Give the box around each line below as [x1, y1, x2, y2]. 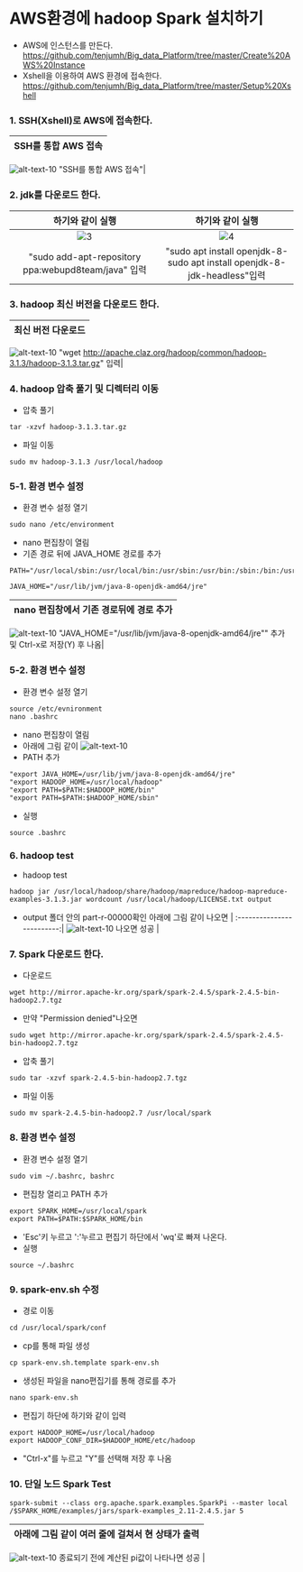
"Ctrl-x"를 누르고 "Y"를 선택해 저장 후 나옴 [22, 1453, 172, 1464]
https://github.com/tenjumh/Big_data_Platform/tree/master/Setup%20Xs [22, 80, 291, 91]
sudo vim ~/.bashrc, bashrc [9, 1172, 115, 1181]
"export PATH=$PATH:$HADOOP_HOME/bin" [9, 786, 155, 795]
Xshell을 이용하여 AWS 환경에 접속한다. [22, 69, 162, 81]
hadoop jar [9, 887, 50, 896]
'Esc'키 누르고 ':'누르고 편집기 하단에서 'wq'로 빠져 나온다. [22, 1231, 227, 1242]
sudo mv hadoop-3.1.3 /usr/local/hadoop [9, 457, 164, 467]
